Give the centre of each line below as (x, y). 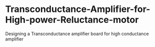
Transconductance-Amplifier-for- (78, 9)
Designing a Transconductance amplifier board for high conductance (77, 33)
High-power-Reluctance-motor (72, 20)
